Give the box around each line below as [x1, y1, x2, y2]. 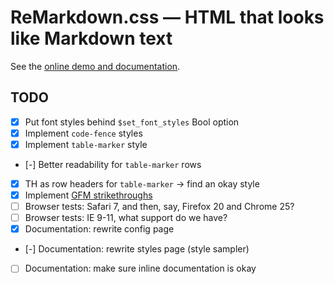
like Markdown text [10, 27, 173, 50]
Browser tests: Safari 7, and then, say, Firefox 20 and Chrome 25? [24, 201, 295, 213]
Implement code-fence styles [24, 127, 143, 139]
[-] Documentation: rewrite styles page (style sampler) [24, 243, 250, 255]
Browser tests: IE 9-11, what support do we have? [24, 212, 228, 224]
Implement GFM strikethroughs [24, 189, 153, 201]
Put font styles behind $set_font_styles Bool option [24, 116, 240, 128]
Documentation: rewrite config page [24, 223, 175, 235]
